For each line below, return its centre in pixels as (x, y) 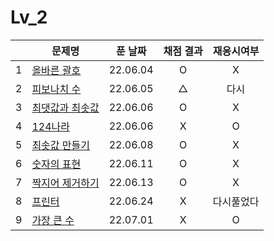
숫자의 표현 (56, 164)
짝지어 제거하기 (65, 183)
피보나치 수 (56, 89)
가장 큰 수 (53, 220)
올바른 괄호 (56, 70)
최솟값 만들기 (60, 145)
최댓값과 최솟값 (65, 108)
